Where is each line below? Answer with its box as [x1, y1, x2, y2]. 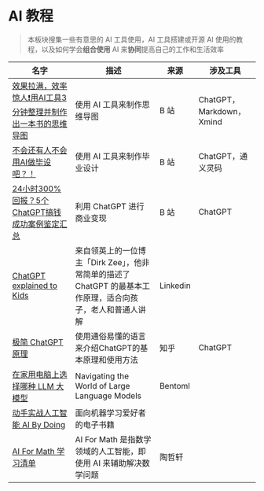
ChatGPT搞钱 [12, 206, 61, 217]
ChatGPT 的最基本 [75, 280, 143, 291]
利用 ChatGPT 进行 [75, 201, 145, 212]
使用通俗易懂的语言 [75, 330, 147, 341]
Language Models [75, 390, 141, 401]
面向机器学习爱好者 [75, 407, 147, 418]
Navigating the [75, 371, 130, 382]
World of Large [75, 380, 130, 391]
